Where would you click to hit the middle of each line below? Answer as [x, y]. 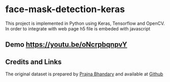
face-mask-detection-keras [65, 9]
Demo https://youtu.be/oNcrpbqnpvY [66, 45]
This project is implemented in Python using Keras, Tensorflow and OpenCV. [85, 23]
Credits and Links [33, 62]
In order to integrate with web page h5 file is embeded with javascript [78, 28]
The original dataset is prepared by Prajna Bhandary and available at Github [84, 74]
